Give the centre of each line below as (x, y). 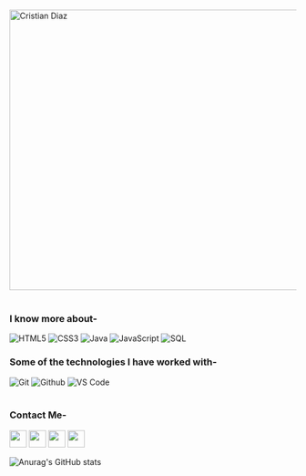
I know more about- (53, 318)
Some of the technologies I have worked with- (113, 362)
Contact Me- (38, 415)
